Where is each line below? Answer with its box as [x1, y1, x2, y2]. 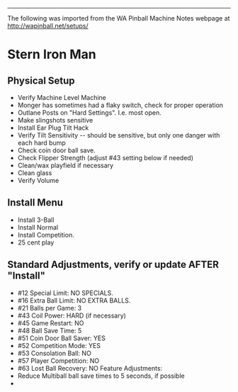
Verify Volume [17, 177, 59, 184]
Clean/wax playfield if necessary [17, 161, 114, 169]
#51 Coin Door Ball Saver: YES [17, 334, 106, 342]
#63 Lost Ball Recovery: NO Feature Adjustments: [17, 364, 163, 372]
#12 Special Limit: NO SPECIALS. [17, 289, 113, 297]
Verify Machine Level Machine [17, 94, 106, 101]
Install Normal [17, 223, 59, 231]
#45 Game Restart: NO [17, 318, 84, 327]
